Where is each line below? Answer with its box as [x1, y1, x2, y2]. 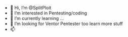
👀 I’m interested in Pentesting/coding [10, 10, 88, 16]
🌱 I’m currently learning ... [10, 15, 64, 21]
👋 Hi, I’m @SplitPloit [10, 5, 52, 10]
